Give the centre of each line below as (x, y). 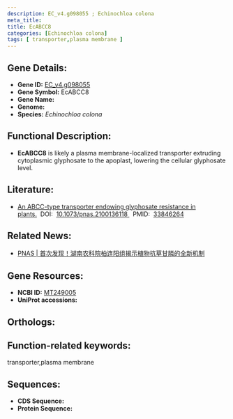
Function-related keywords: (69, 345)
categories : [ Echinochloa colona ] (58, 33)
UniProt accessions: (47, 300)
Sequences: (34, 384)
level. (25, 167)
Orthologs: (31, 322)
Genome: (31, 107)
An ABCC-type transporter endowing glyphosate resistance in (107, 206)
